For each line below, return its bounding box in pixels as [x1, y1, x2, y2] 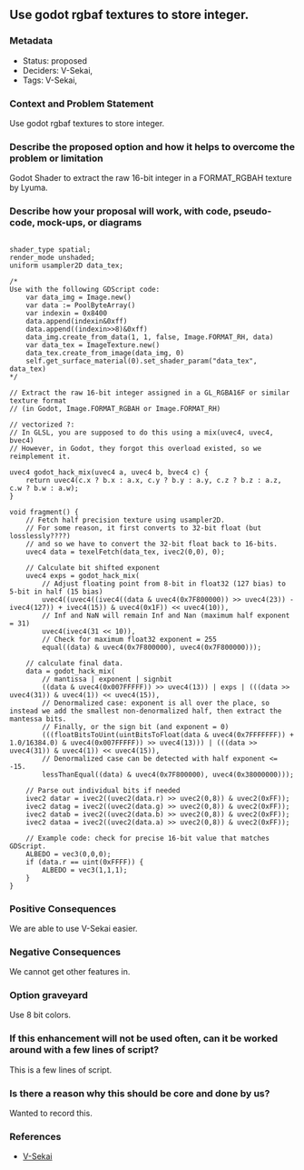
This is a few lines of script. [9, 1064, 113, 1075]
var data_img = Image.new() [25, 293, 132, 302]
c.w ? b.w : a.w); [9, 484, 79, 493]
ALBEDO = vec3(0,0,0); [25, 849, 112, 858]
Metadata [9, 35, 53, 47]
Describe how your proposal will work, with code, [9, 205, 231, 217]
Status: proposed [22, 55, 88, 66]
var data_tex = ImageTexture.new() [25, 340, 161, 349]
